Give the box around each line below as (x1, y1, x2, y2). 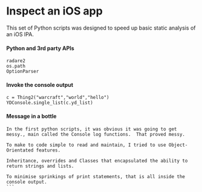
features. (36, 147, 61, 153)
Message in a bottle (6, 112, 57, 120)
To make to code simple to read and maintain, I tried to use (6, 142, 166, 148)
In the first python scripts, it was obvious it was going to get (6, 126, 177, 132)
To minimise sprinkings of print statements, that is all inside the (6, 173, 186, 179)
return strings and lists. (6, 163, 74, 169)
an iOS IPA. (6, 30, 34, 37)
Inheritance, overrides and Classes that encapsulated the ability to (6, 158, 188, 164)
